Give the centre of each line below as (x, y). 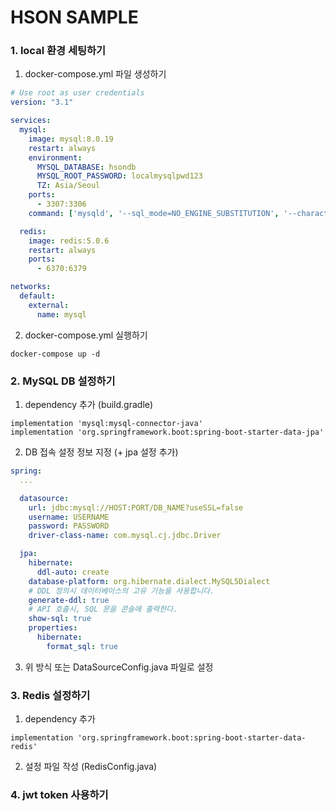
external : (49, 305)
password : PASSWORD (69, 526)
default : (37, 296)
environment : (55, 157)
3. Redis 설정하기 (50, 695)
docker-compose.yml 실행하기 (86, 335)
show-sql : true (60, 619)
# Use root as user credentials (77, 93)
